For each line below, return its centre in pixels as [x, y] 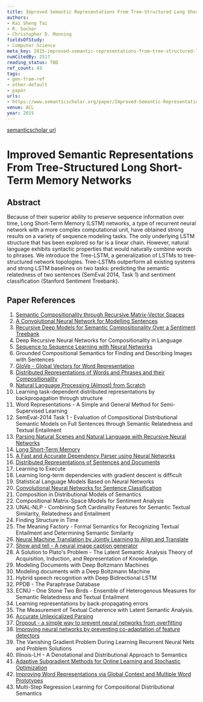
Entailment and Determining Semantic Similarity [75, 533]
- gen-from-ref [26, 79]
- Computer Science [31, 46]
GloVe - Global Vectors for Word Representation [75, 366]
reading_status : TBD [33, 62]
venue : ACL [20, 107]
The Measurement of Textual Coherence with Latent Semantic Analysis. [105, 610]
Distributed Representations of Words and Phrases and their [90, 373]
